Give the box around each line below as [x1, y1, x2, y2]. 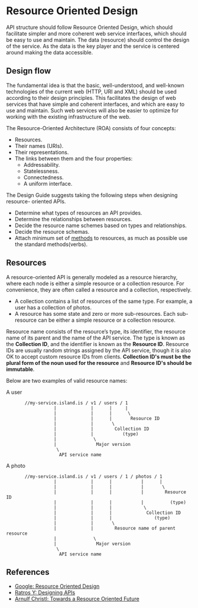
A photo [6, 462, 25, 469]
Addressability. [23, 161, 60, 168]
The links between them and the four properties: [14, 155, 133, 162]
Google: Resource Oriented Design [14, 583, 100, 590]
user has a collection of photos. [14, 303, 92, 311]
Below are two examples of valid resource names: [6, 377, 128, 384]
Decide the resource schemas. [14, 228, 90, 235]
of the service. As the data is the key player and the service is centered [6, 43, 180, 50]
